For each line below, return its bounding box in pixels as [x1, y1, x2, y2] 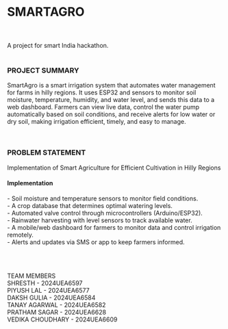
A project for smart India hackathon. [7, 41, 109, 49]
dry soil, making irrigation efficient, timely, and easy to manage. [7, 118, 186, 126]
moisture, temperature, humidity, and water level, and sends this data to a [7, 96, 215, 104]
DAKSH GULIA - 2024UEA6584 [7, 293, 96, 302]
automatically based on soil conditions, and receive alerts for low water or [7, 110, 216, 118]
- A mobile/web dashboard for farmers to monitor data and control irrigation [7, 223, 221, 231]
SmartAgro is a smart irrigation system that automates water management [7, 81, 216, 90]
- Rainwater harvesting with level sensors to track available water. [7, 216, 193, 224]
